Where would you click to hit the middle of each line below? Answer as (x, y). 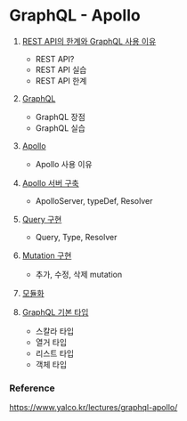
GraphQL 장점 (61, 117)
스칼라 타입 (54, 331)
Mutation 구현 (47, 255)
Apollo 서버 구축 (50, 182)
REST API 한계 (61, 80)
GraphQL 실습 (61, 128)
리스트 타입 (54, 353)
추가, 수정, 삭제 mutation (79, 274)
